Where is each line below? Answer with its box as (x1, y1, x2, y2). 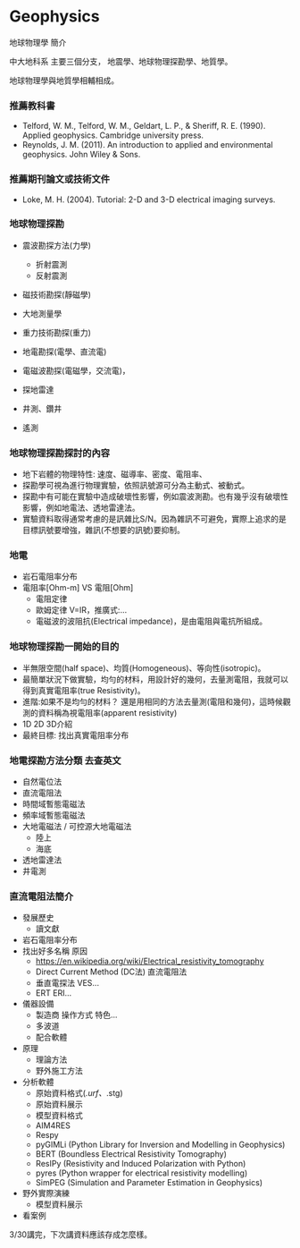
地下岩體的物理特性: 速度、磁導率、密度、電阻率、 (21, 469, 207, 480)
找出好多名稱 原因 (21, 946, 87, 956)
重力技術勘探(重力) (21, 327, 92, 337)
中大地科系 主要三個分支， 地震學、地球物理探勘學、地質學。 (9, 55, 233, 66)
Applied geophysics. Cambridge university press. (21, 130, 204, 140)
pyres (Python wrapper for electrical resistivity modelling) (35, 1167, 248, 1178)
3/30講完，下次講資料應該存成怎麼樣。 (9, 1229, 153, 1240)
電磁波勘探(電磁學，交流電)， (21, 365, 131, 376)
